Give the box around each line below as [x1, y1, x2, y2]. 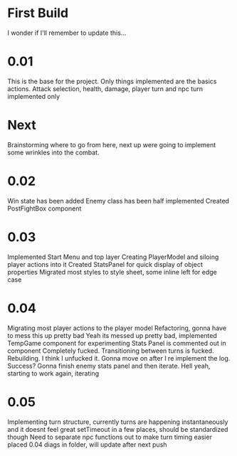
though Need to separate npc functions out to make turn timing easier [7, 433, 212, 441]
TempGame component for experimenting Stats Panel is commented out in [7, 339, 226, 347]
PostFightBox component [7, 204, 82, 213]
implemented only [7, 92, 60, 100]
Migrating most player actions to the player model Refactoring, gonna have [7, 324, 226, 332]
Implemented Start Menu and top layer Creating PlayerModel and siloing [7, 253, 219, 261]
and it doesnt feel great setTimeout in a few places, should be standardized [7, 425, 228, 433]
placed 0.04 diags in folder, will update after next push [7, 440, 167, 449]
